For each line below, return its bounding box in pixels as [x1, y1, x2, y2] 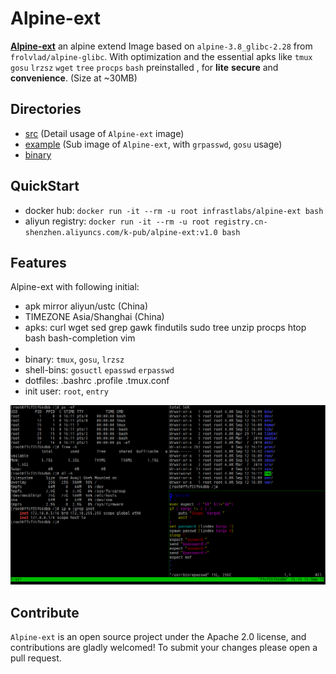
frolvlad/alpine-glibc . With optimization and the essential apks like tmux [10, 50, 313, 62]
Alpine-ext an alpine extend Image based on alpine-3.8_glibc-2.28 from [10, 40, 313, 52]
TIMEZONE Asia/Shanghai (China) [24, 311, 165, 323]
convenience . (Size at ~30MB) [10, 72, 138, 84]
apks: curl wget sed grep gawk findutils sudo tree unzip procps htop [24, 322, 307, 334]
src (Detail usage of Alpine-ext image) [24, 127, 185, 139]
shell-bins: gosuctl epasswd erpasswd [24, 364, 175, 376]
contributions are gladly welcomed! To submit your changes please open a [10, 642, 318, 654]
